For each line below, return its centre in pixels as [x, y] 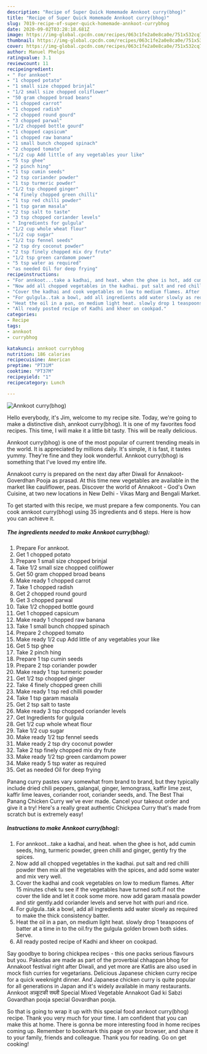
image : [15, 35]
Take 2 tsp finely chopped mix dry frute [66, 750]
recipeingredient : [30, 69]
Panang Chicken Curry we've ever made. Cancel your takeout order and [98, 801]
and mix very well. [39, 876]
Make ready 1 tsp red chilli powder [59, 691]
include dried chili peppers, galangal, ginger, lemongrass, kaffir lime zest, [100, 788]
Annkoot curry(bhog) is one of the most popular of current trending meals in [103, 442]
